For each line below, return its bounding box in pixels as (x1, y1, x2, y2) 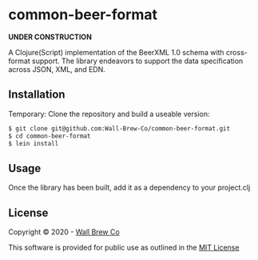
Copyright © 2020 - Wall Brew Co (8, 227, 120, 237)
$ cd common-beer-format (8, 132, 91, 140)
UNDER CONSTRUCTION (8, 32, 92, 42)
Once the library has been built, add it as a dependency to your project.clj (8, 182, 251, 193)
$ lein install (8, 139, 59, 147)
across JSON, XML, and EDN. (8, 64, 106, 74)
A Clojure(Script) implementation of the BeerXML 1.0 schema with (8, 47, 225, 57)
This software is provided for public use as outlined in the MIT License (8, 242, 240, 252)
